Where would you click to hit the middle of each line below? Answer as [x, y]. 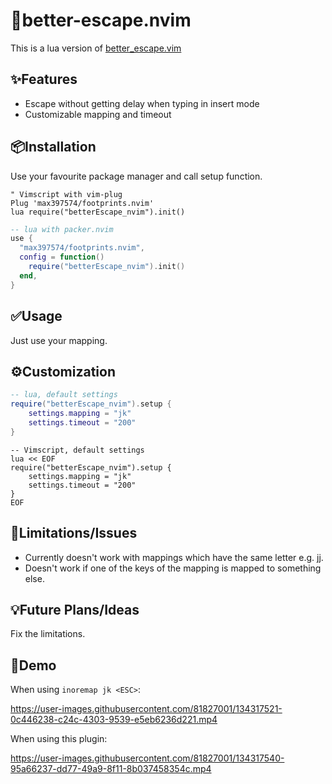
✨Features [44, 79]
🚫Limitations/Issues [74, 533]
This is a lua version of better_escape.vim [96, 48]
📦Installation [53, 147]
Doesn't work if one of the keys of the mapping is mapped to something [173, 568]
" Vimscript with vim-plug [66, 194]
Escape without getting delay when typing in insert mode [142, 103]
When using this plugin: [59, 739]
